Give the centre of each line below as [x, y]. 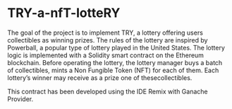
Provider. [20, 99]
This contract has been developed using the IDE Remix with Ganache [108, 91]
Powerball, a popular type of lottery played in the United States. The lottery [116, 47]
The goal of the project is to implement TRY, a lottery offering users [105, 33]
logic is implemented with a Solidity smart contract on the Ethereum [106, 55]
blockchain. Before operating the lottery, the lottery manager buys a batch [115, 62]
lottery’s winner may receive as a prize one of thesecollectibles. [100, 78]
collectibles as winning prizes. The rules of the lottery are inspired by [108, 40]
